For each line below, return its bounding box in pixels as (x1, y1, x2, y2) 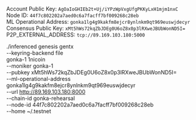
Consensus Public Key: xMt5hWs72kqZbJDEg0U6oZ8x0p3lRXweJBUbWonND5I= (6, 24, 186, 32)
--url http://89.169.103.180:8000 (6, 88, 86, 95)
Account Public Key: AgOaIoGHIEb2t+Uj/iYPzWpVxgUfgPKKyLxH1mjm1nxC (6, 5, 178, 12)
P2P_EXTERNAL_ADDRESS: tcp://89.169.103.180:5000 (6, 31, 145, 38)
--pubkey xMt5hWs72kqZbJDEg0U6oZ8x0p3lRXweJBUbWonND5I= (6, 69, 177, 76)
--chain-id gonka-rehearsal (6, 94, 75, 102)
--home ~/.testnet (6, 108, 52, 115)
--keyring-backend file (6, 49, 64, 57)
